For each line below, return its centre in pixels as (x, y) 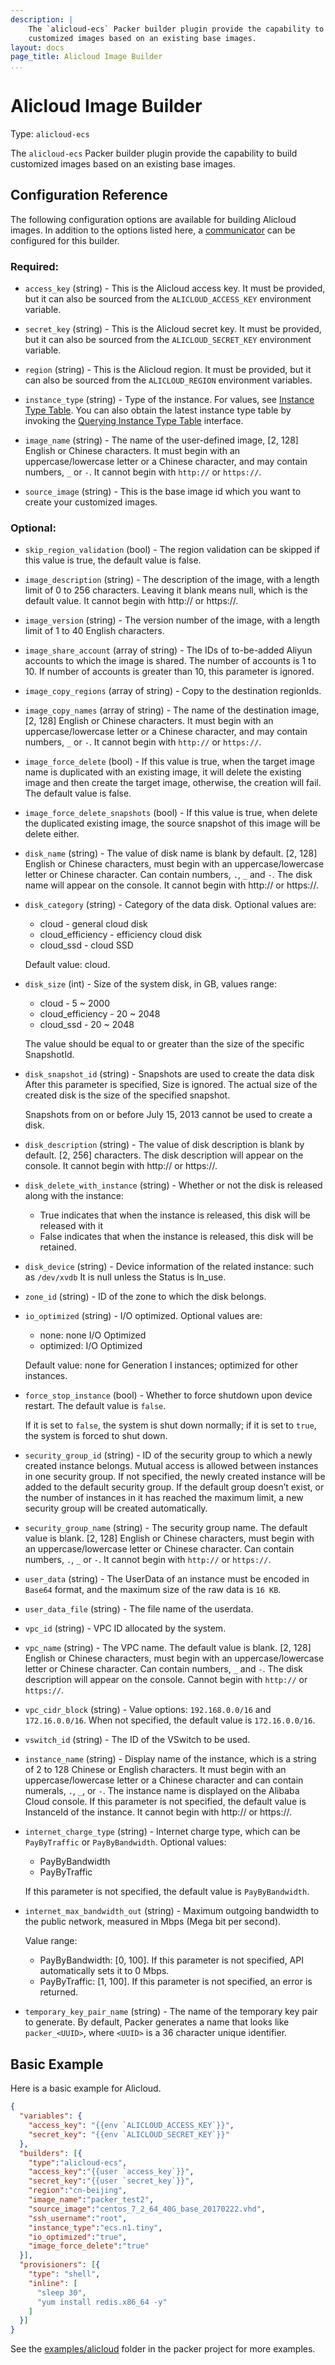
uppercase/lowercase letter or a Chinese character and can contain (164, 1780)
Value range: (51, 1941)
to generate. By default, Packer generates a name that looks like (157, 2022)
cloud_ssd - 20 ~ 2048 (87, 1025)
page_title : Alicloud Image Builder (86, 57)
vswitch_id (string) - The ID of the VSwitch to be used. (137, 1740)
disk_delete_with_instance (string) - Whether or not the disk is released (173, 1185)
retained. (58, 1247)
